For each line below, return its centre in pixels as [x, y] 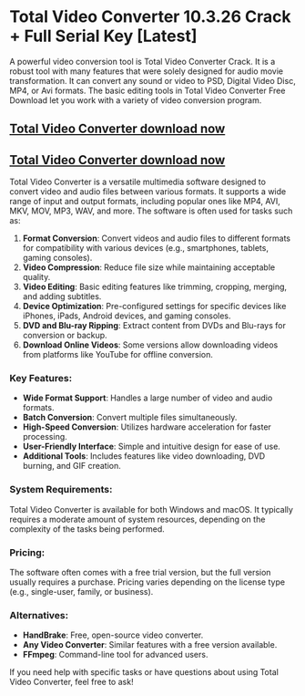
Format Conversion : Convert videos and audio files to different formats [157, 238]
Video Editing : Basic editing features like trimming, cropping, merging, [155, 287]
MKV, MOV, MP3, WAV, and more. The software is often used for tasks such [151, 211]
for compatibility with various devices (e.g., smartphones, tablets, [145, 248]
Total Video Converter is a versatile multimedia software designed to [138, 182]
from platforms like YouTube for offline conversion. [118, 355]
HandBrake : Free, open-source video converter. [113, 635]
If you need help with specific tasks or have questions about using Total [144, 672]
